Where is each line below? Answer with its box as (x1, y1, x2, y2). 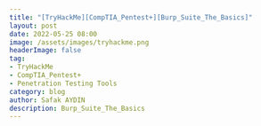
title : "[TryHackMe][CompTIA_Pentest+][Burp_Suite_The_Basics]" (9, 12, 253, 22)
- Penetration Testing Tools (9, 79, 118, 88)
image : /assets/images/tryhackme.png (9, 37, 150, 47)
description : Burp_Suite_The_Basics (9, 104, 145, 113)
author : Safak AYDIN (9, 95, 86, 105)
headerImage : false (9, 46, 82, 55)
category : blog (9, 87, 66, 96)
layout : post (9, 21, 58, 30)
